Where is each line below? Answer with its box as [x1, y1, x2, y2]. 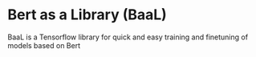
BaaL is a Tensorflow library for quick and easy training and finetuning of [7, 32, 249, 42]
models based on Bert [7, 40, 81, 50]
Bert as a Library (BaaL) [7, 6, 168, 24]
